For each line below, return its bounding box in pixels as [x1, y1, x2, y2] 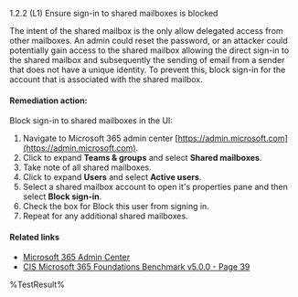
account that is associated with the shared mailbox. [9, 74, 203, 85]
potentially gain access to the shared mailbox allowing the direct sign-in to [9, 45, 290, 56]
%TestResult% [9, 279, 66, 291]
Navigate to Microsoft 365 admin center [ [22, 133, 178, 144]
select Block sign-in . [22, 191, 102, 202]
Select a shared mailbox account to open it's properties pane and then [22, 182, 288, 193]
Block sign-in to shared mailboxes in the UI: [9, 115, 174, 126]
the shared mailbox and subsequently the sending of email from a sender [9, 55, 285, 65]
